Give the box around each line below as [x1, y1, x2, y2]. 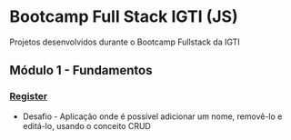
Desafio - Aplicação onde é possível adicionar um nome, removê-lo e [22, 111, 283, 122]
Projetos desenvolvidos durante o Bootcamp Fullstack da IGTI [9, 36, 241, 47]
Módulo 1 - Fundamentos [9, 63, 153, 78]
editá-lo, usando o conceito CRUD [22, 120, 152, 131]
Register [9, 90, 48, 103]
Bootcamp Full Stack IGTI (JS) [9, 6, 238, 27]
